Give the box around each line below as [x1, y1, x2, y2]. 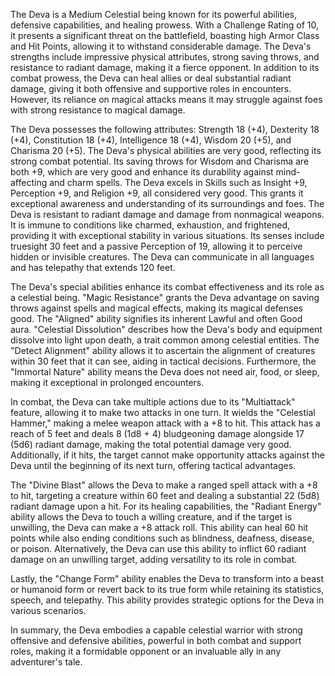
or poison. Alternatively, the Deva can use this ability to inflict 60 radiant [10, 543, 307, 554]
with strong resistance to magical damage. [10, 104, 186, 116]
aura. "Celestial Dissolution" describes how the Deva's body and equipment [10, 324, 323, 335]
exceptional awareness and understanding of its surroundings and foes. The [10, 198, 325, 209]
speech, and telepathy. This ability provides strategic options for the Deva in [10, 594, 325, 606]
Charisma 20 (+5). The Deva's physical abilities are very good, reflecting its [10, 145, 322, 156]
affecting [10, 177, 48, 188]
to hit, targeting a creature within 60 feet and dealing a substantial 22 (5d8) [10, 490, 320, 501]
